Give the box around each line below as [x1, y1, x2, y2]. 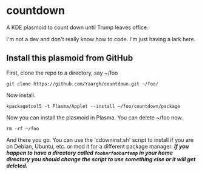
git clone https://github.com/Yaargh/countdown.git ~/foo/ [6, 81, 159, 87]
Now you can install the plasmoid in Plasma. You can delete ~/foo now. [6, 113, 183, 121]
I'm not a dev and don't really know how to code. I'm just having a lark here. [6, 35, 196, 42]
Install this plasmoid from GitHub [6, 53, 133, 64]
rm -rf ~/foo [6, 125, 39, 132]
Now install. [6, 92, 36, 99]
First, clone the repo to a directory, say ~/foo [6, 69, 118, 76]
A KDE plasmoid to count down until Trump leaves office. [6, 24, 149, 31]
